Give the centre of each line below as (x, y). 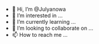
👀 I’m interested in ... (37, 15)
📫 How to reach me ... (40, 35)
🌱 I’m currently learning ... (44, 22)
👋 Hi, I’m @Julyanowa (39, 9)
